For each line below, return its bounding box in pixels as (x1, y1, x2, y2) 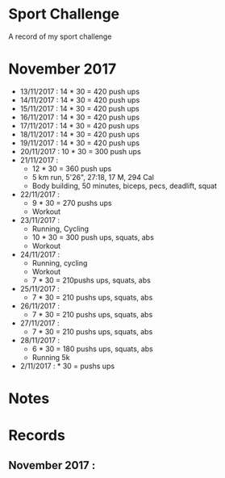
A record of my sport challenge (8, 31, 112, 41)
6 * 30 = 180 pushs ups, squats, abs (31, 344, 153, 354)
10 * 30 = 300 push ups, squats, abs (31, 232, 155, 242)
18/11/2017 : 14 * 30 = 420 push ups (19, 129, 140, 139)
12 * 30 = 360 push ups (31, 163, 112, 174)
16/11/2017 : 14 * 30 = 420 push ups (19, 112, 140, 122)
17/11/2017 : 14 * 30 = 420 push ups (19, 120, 140, 130)
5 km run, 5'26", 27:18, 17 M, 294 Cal (31, 172, 155, 182)
